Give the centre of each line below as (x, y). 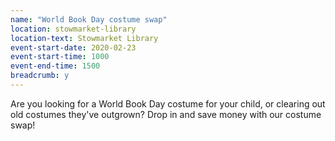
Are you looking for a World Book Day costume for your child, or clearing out (168, 103)
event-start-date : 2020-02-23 (73, 47)
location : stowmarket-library (73, 29)
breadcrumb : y (40, 76)
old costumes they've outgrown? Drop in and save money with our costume (166, 114)
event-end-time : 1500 (55, 66)
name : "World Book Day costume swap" (89, 19)
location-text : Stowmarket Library (84, 38)
